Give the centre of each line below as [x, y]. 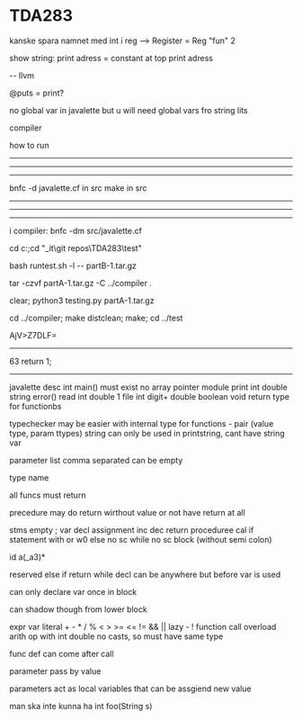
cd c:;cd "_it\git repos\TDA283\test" [75, 247]
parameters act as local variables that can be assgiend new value [130, 688]
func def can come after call [62, 653]
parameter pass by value [55, 670]
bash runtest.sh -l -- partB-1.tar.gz [73, 265]
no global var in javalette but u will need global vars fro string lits [129, 110]
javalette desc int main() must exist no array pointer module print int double [148, 387]
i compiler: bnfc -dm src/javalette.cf [75, 230]
